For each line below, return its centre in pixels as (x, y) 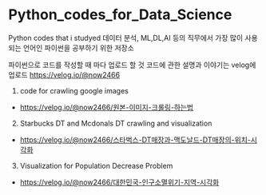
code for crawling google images (74, 90)
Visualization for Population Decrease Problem (96, 165)
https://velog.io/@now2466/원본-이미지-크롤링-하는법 (107, 107)
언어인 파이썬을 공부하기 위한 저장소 (78, 48)
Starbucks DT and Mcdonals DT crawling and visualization (116, 123)
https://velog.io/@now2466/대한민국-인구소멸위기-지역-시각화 (119, 182)
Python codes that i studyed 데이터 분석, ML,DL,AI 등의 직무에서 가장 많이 (126, 38)
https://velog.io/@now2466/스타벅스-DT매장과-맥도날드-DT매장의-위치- (135, 139)
